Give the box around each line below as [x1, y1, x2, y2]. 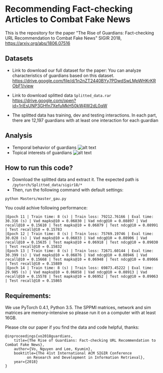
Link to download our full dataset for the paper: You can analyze [12, 67, 142, 73]
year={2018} [14, 359, 38, 364]
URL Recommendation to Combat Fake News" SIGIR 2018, [5, 35, 122, 41]
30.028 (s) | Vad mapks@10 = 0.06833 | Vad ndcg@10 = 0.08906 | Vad [5, 236, 147, 241]
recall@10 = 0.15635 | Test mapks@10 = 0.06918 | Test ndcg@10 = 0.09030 [5, 240, 159, 245]
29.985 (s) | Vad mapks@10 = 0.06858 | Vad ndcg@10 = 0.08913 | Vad [5, 270, 147, 275]
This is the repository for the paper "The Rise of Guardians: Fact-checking [5, 30, 154, 36]
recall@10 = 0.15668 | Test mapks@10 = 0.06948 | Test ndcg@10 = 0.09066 [5, 257, 159, 262]
